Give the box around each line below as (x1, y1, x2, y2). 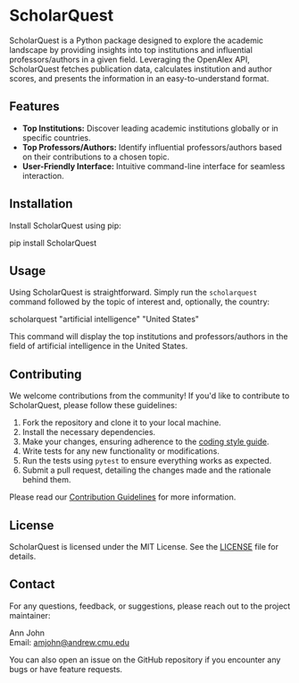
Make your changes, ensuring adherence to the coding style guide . (21, 436, 270, 448)
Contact (9, 576, 55, 592)
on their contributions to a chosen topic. (21, 151, 170, 162)
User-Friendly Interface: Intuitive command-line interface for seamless (21, 160, 286, 171)
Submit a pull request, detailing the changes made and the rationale (21, 465, 271, 475)
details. (9, 551, 37, 561)
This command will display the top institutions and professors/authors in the (9, 331, 288, 342)
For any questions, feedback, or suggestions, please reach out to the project (9, 601, 291, 611)
